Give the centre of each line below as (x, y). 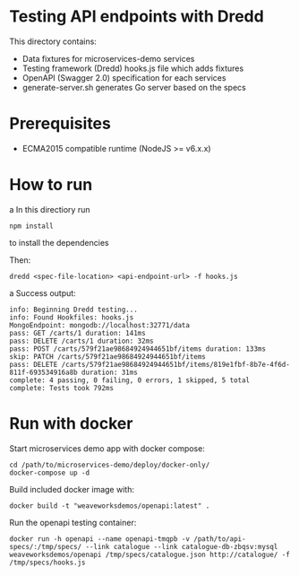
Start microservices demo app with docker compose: (107, 448)
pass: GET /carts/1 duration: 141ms (77, 333)
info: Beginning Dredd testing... (74, 310)
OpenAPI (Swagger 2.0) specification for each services (124, 77)
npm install (31, 226)
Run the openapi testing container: (73, 522)
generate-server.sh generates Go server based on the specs (134, 87)
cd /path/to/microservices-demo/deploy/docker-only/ (110, 465)
